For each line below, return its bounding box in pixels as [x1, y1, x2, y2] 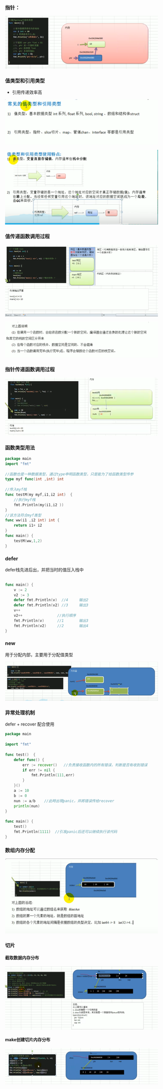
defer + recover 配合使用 [5, 721, 55, 727]
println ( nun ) [14, 803, 40, 808]
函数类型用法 [5, 444, 35, 451]
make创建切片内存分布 [5, 1037, 51, 1043]
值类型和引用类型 [5, 77, 45, 84]
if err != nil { [22, 767, 55, 773]
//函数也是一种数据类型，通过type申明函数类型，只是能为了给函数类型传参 [5, 472, 134, 477]
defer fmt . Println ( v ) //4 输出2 [14, 598, 89, 603]
